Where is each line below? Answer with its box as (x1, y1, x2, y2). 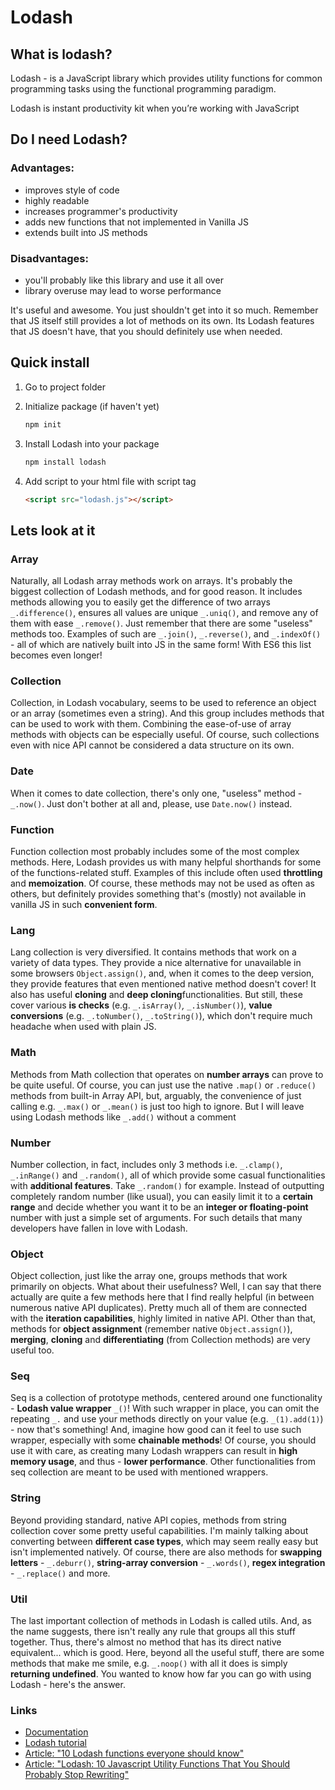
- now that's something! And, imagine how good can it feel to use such (10, 1424, 302, 1436)
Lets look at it (10, 522, 96, 539)
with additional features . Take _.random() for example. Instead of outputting (10, 1179, 325, 1191)
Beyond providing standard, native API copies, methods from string (10, 1514, 287, 1526)
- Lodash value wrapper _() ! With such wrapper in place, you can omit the (10, 1402, 320, 1415)
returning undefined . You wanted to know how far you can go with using (10, 1668, 312, 1680)
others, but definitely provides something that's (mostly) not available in (10, 888, 307, 900)
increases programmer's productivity (24, 205, 178, 217)
